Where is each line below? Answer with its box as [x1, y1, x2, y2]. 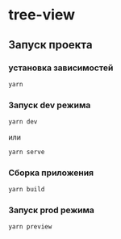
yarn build [8, 186, 45, 194]
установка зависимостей [8, 62, 114, 73]
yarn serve [8, 148, 45, 156]
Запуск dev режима [8, 99, 91, 111]
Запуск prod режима [8, 204, 95, 216]
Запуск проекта [8, 38, 93, 52]
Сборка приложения [8, 167, 94, 178]
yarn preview [8, 223, 52, 231]
